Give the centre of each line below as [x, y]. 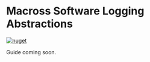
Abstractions [40, 24]
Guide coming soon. [31, 52]
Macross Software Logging [75, 11]
